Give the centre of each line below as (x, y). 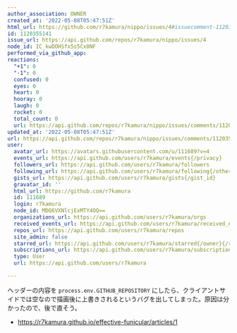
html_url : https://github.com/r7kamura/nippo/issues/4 (90, 27)
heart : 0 (26, 92)
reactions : (23, 60)
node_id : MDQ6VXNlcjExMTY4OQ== (60, 211)
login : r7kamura (37, 204)
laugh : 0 (26, 106)
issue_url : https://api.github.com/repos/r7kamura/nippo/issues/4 (107, 40)
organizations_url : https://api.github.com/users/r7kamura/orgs (110, 217)
